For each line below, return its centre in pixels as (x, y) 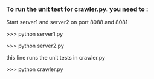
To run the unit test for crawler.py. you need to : (77, 9)
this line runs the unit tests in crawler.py (56, 58)
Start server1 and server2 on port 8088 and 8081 (67, 22)
